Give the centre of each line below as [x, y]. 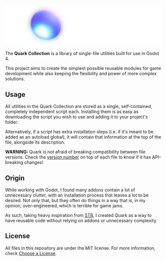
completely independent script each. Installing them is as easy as [72, 112]
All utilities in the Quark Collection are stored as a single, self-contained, [79, 106]
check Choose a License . [31, 253]
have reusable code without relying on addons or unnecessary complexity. [81, 220]
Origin [15, 178]
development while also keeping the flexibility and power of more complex [81, 74]
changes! [34, 162]
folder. [12, 122]
